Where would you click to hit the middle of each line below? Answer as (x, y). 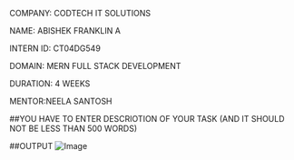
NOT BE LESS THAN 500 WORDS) (73, 128)
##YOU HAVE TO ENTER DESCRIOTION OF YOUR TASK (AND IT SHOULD (147, 119)
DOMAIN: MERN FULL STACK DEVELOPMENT (95, 66)
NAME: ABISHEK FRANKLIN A (65, 30)
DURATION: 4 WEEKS (50, 84)
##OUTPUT (31, 146)
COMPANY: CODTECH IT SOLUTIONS (80, 13)
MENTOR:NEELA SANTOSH (61, 101)
